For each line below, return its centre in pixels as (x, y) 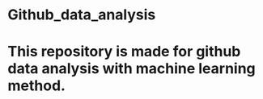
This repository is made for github (124, 52)
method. (37, 86)
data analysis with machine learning (131, 69)
